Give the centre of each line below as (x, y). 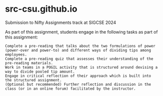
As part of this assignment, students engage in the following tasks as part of (81, 32)
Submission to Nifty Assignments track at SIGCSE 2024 (61, 22)
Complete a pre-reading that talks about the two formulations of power (80, 46)
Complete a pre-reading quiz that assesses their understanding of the (79, 59)
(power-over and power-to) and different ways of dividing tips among (78, 50)
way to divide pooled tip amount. (40, 72)
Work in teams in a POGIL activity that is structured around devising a (81, 67)
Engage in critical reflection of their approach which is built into (78, 76)
